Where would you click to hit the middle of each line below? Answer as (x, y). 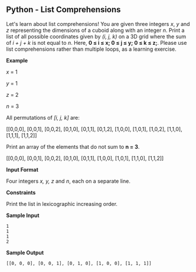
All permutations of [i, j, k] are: (43, 117)
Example (17, 60)
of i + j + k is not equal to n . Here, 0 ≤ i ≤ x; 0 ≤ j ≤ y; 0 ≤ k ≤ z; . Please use (97, 42)
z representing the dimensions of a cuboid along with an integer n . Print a (95, 30)
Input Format (22, 169)
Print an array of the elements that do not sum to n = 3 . (73, 146)
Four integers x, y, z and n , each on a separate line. (68, 181)
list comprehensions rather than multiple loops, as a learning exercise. (92, 49)
